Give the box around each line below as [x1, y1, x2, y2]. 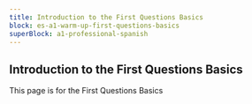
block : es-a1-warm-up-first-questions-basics [9, 21, 179, 30]
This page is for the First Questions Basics [9, 85, 164, 96]
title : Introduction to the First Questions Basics [9, 12, 203, 22]
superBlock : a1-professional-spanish [9, 29, 149, 38]
